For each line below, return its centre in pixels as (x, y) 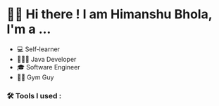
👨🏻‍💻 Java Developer (46, 59)
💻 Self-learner (38, 49)
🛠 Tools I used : (34, 95)
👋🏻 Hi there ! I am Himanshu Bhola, (109, 14)
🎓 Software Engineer (48, 67)
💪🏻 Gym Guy (35, 77)
